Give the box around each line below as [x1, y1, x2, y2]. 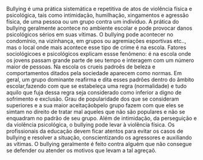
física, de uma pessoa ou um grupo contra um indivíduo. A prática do [6, 18, 179, 25]
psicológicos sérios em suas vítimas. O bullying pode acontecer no [6, 31, 174, 38]
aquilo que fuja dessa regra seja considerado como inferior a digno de [6, 89, 182, 96]
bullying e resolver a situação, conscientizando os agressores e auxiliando [6, 134, 192, 141]
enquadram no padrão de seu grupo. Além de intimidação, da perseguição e [6, 115, 197, 122]
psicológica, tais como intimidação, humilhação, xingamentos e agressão [6, 12, 189, 19]
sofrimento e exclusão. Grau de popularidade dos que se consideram [6, 95, 179, 102]
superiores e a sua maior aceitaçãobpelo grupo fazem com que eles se [6, 102, 184, 108]
